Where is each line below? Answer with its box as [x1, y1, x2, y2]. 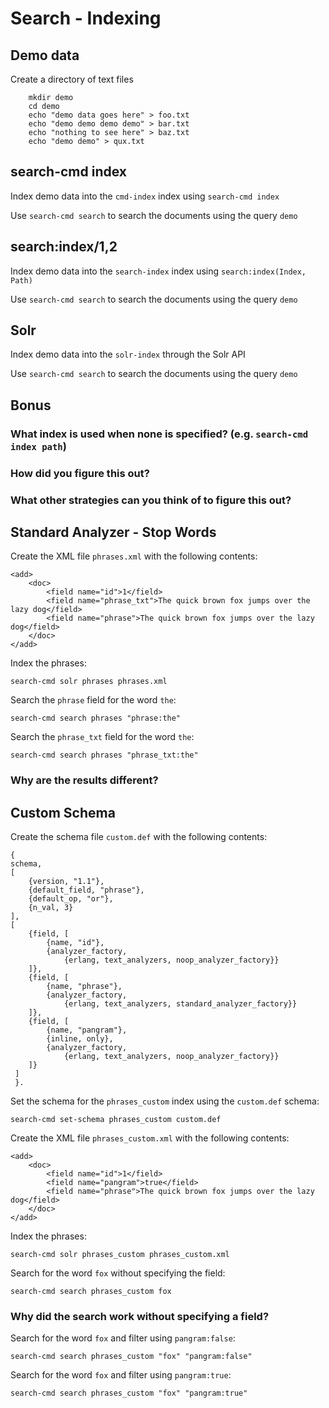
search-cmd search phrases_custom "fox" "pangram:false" [10, 1352, 253, 1362]
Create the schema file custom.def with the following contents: [10, 831, 268, 843]
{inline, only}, [46, 1034, 114, 1044]
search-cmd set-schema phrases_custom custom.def [10, 1115, 222, 1125]
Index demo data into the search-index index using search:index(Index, [10, 265, 307, 277]
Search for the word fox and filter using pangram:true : [10, 1369, 232, 1381]
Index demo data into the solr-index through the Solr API [10, 348, 246, 361]
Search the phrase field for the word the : [10, 694, 177, 706]
